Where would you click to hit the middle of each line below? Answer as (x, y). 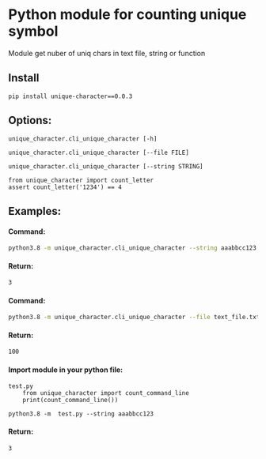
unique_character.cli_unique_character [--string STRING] (106, 166)
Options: (30, 120)
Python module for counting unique (127, 15)
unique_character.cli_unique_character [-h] (83, 139)
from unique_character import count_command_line (106, 393)
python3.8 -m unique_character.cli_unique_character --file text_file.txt (134, 318)
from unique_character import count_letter (81, 180)
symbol (33, 31)
